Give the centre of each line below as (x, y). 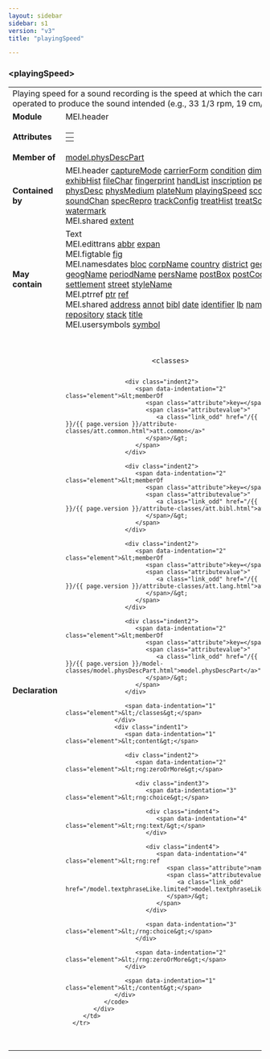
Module (27, 116)
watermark (86, 210)
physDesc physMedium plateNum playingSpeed (156, 190)
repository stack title (104, 314)
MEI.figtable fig (94, 254)
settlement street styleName (119, 284)
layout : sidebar (35, 16)
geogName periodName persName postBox (148, 274)
